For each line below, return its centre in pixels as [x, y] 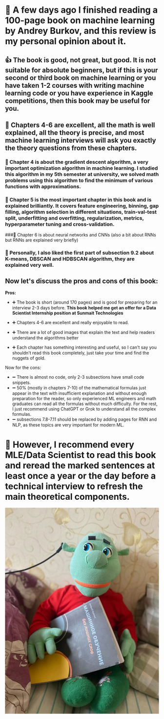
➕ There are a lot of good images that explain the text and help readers [83, 332]
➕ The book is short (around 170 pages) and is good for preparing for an [85, 302]
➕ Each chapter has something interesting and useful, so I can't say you [84, 347]
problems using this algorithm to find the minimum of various [79, 180]
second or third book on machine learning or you [81, 78]
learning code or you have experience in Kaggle [79, 93]
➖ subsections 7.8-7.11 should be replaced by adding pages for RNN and [84, 419]
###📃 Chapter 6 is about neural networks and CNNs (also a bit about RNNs [81, 235]
